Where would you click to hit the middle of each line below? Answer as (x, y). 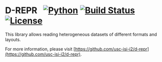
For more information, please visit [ (40, 49)
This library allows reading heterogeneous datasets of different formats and (81, 34)
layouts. (13, 40)
